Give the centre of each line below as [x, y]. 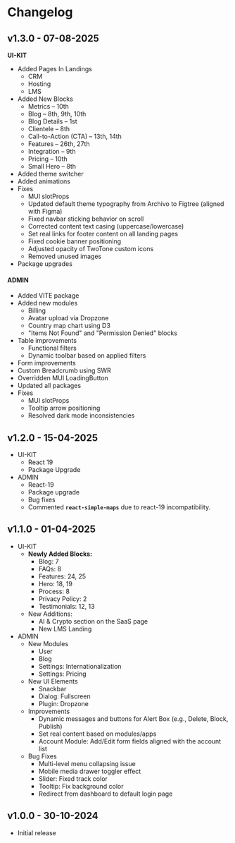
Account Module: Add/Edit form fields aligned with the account [130, 741]
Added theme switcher [51, 174]
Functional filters [52, 348]
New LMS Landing [65, 629]
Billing [37, 310]
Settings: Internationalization [80, 666]
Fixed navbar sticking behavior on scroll [86, 219]
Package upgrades [45, 264]
